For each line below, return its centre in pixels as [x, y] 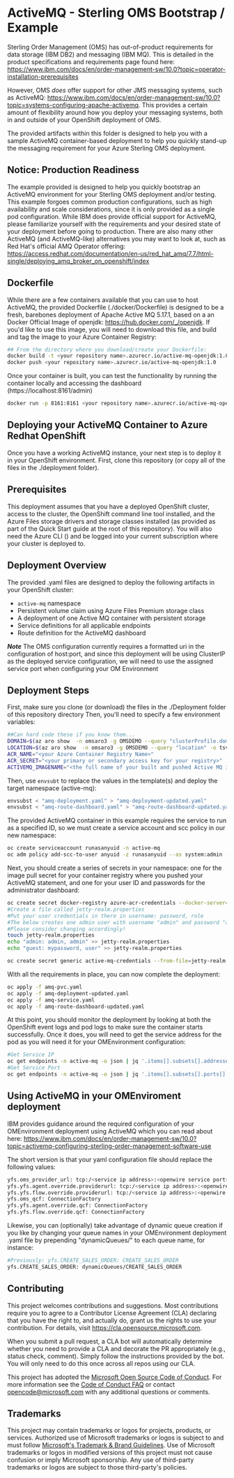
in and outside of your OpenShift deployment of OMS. [84, 119]
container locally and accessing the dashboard [74, 383]
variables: [21, 722]
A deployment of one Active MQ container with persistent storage [111, 618]
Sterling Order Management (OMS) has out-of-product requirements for [110, 47]
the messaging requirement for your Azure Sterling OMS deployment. [107, 148]
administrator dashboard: [44, 890]
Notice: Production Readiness [73, 170]
